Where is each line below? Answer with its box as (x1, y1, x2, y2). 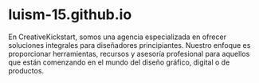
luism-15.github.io (8, 6, 132, 24)
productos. (8, 65, 45, 75)
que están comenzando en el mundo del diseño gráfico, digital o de (8, 57, 230, 67)
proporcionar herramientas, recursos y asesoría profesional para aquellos (8, 49, 250, 58)
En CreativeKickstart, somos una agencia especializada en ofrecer (8, 32, 227, 41)
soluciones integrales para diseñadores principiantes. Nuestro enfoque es (8, 40, 251, 49)
